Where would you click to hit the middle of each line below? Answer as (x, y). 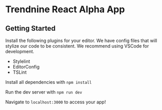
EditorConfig (26, 67)
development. (20, 51)
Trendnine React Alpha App (65, 9)
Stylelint (21, 61)
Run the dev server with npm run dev (44, 92)
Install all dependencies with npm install (49, 82)
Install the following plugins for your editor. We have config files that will (81, 40)
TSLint (19, 72)
